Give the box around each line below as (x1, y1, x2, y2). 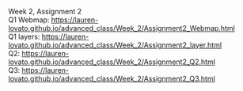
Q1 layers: (8, 32, 40, 41)
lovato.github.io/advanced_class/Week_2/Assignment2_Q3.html (8, 74, 215, 83)
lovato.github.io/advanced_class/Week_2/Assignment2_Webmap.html (8, 24, 235, 32)
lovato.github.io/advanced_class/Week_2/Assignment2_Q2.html (8, 57, 216, 66)
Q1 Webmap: (8, 15, 50, 25)
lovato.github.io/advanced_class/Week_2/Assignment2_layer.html (8, 40, 222, 50)
